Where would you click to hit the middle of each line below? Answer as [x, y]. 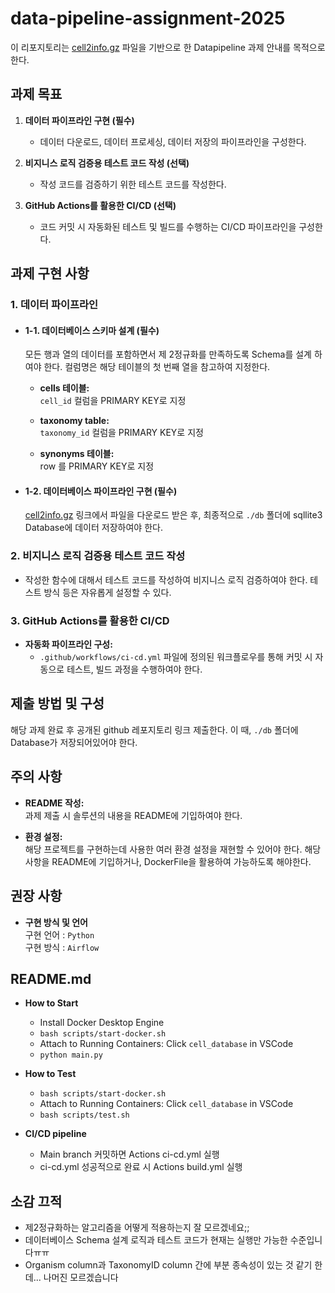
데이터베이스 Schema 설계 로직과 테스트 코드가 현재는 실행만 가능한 [156, 1240]
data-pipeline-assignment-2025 [148, 18]
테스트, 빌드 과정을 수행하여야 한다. [134, 669]
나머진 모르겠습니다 [81, 1278]
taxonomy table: [74, 421]
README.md [51, 978]
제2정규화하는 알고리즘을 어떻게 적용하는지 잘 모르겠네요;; [137, 1228]
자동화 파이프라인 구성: [68, 644]
